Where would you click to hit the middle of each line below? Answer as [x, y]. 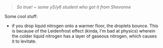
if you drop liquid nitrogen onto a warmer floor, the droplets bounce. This [85, 26]
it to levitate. [24, 41]
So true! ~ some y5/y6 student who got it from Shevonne [74, 7]
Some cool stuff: [21, 16]
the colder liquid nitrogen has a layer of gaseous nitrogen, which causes [84, 36]
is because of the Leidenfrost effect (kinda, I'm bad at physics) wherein [83, 31]
